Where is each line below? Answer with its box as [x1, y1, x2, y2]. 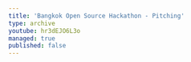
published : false [8, 42, 67, 50]
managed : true [8, 34, 56, 43]
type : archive [8, 19, 56, 27]
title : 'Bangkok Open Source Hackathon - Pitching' [8, 11, 185, 20]
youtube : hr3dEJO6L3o [8, 27, 81, 35]
